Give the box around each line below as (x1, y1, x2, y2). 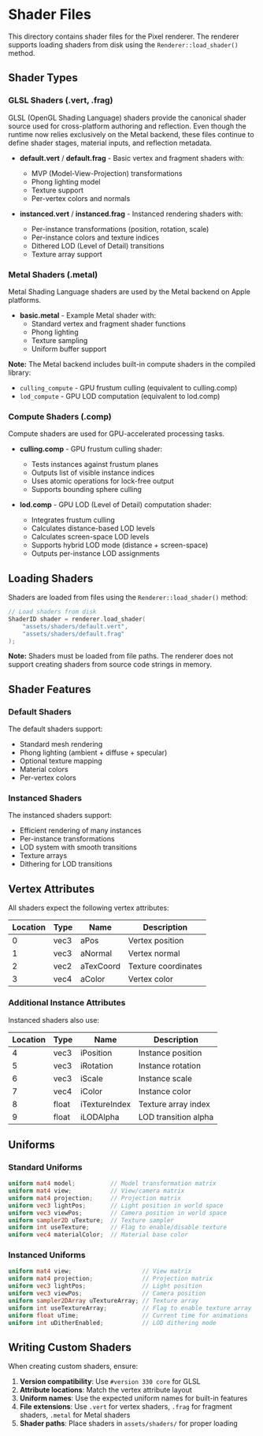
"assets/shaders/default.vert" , (22, 622, 128, 630)
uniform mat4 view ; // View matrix (8, 1267, 192, 1275)
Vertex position (128, 935, 184, 946)
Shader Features (8, 682, 91, 696)
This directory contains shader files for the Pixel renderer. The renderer (8, 32, 239, 41)
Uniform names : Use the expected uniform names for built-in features (19, 1393, 248, 1403)
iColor (80, 1086, 103, 1097)
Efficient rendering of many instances (19, 826, 142, 835)
